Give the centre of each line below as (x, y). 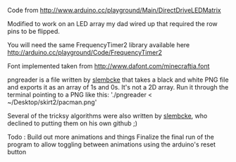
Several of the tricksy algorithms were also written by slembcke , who (107, 116)
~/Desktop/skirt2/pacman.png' (52, 102)
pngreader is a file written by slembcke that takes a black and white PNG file (118, 80)
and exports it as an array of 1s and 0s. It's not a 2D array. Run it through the (118, 87)
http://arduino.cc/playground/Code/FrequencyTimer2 (85, 52)
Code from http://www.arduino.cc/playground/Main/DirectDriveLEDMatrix (114, 10)
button (17, 152)
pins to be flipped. (33, 31)
